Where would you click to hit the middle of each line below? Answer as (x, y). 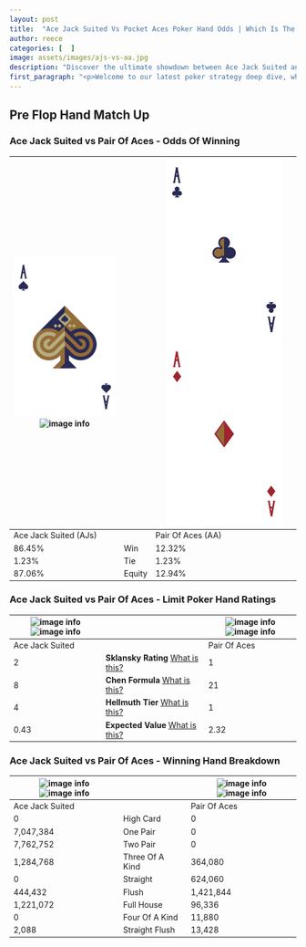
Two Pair (139, 844)
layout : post (34, 19)
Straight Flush (149, 930)
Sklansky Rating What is (152, 658)
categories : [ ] (42, 48)
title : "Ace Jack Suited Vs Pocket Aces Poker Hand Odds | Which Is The (153, 29)
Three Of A (143, 857)
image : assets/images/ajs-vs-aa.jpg (79, 58)
